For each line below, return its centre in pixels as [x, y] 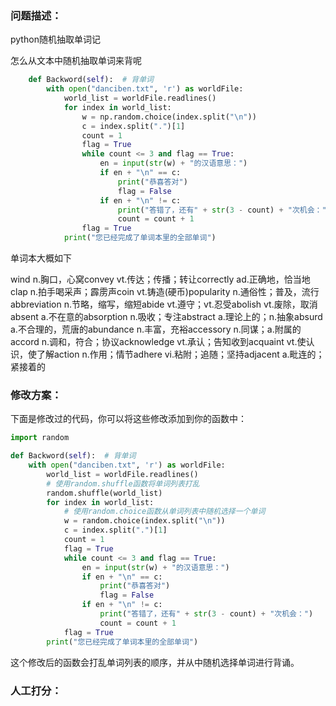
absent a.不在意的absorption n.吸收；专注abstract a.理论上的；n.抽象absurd [166, 317]
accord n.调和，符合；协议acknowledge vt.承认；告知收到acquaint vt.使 [158, 342]
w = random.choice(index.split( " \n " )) [144, 521]
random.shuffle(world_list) [104, 493]
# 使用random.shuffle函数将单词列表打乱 [123, 483]
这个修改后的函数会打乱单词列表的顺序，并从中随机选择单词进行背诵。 [155, 662]
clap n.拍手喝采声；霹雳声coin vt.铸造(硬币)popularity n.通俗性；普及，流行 [165, 292]
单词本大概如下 [41, 258]
